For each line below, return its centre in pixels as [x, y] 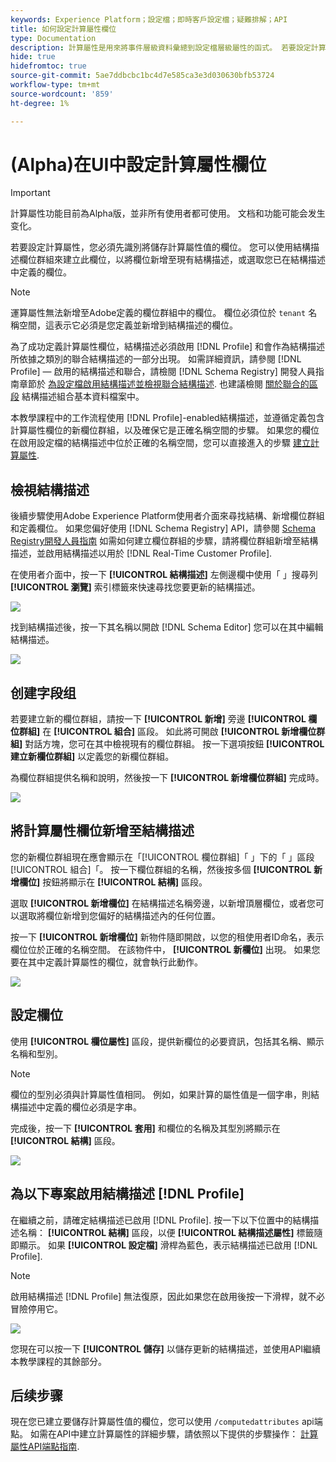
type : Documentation [53, 38]
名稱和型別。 [36, 1053]
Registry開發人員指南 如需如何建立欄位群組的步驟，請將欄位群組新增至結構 [164, 541]
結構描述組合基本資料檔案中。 [83, 397]
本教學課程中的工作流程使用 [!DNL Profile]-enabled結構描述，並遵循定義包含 [167, 418]
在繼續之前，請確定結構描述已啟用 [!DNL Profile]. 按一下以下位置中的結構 [160, 1220]
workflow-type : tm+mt [55, 85]
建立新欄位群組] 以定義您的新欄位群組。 [92, 757]
